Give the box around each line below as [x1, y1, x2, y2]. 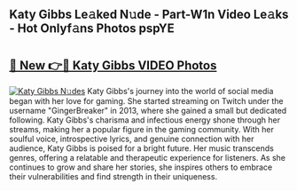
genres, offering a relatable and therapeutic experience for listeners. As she [9, 153, 286, 163]
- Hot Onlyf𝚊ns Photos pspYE [9, 21, 175, 36]
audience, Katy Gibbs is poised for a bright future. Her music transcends [9, 143, 275, 154]
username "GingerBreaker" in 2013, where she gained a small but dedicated [9, 106, 287, 115]
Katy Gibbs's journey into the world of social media [87, 86, 274, 96]
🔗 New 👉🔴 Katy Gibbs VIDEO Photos [9, 58, 217, 73]
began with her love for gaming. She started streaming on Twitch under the [9, 96, 284, 106]
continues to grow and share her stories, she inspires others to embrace [9, 162, 273, 172]
